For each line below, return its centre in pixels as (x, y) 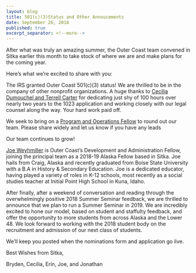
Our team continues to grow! (40, 139)
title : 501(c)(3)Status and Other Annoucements (65, 17)
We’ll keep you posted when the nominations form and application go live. (95, 241)
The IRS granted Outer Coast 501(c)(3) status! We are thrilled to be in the (94, 85)
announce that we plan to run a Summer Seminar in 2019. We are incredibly (97, 205)
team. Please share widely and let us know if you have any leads (84, 128)
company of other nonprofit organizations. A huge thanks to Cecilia (87, 91)
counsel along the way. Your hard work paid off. (64, 110)
